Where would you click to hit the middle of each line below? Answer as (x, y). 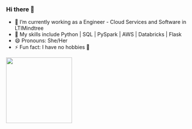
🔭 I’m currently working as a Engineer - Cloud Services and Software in (100, 22)
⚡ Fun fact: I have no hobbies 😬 (52, 47)
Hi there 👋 (20, 9)
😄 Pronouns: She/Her (41, 41)
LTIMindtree (29, 28)
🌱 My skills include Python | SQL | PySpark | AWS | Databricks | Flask (98, 34)
